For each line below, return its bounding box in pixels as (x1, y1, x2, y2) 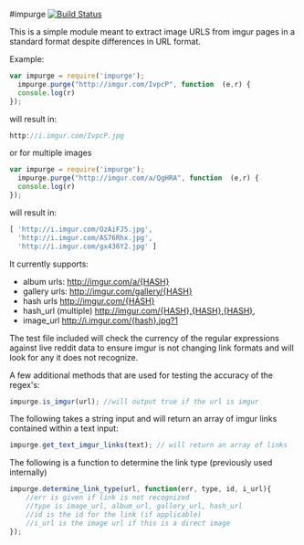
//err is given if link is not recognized (26, 493, 190, 502)
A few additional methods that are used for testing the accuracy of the (9, 370, 274, 381)
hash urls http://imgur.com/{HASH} (22, 295, 155, 306)
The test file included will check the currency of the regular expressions (9, 332, 280, 343)
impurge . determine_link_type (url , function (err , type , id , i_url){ (9, 485, 272, 494)
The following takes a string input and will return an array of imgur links (9, 414, 278, 424)
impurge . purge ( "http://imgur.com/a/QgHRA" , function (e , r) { (17, 173, 259, 183)
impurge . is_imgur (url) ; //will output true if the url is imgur (9, 397, 259, 406)
